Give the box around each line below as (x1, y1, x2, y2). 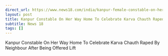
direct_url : (5, 7, 30, 12)
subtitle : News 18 (5, 21, 43, 26)
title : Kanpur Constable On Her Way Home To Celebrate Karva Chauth (5, 16, 151, 21)
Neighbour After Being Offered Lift (5, 45, 76, 51)
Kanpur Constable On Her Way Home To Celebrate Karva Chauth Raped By (5, 39, 160, 45)
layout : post (5, 12, 32, 17)
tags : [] (5, 26, 23, 31)
